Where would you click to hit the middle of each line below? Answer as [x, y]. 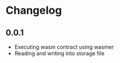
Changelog [34, 10]
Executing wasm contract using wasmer [64, 47]
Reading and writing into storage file [59, 53]
